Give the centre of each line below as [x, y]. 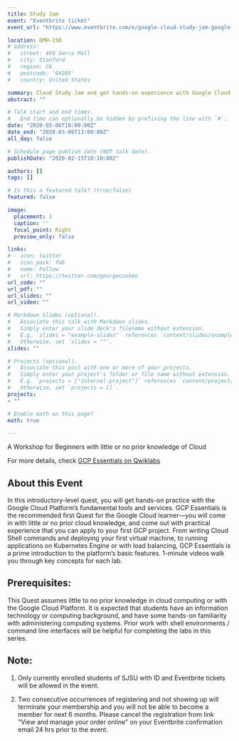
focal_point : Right [43, 230]
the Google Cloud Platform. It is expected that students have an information [118, 608]
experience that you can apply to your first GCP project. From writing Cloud [118, 531]
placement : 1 [33, 217]
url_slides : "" [30, 296]
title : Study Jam [33, 14]
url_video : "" [28, 302]
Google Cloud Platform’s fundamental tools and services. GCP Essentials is [117, 508]
